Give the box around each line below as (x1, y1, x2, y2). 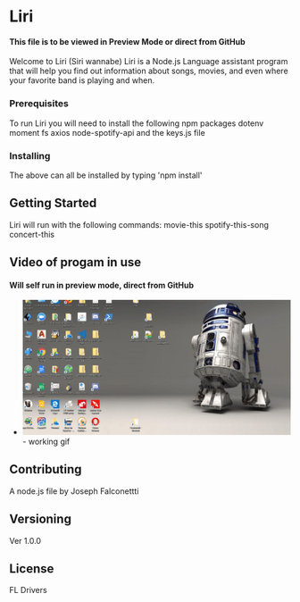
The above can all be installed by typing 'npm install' (9, 170, 203, 180)
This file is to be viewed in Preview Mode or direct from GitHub (9, 36, 246, 46)
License (9, 561, 54, 576)
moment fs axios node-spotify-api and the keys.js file (9, 127, 205, 138)
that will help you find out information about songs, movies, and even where (9, 65, 288, 77)
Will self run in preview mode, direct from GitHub (9, 280, 195, 290)
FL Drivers (9, 585, 47, 596)
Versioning (9, 512, 71, 527)
